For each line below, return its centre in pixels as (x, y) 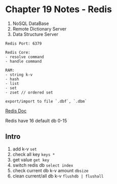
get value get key (31, 160)
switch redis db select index (43, 165)
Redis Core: (18, 52)
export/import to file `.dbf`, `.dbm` (46, 101)
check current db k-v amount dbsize (50, 170)
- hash (12, 79)
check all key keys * (34, 154)
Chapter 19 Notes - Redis (59, 9)
